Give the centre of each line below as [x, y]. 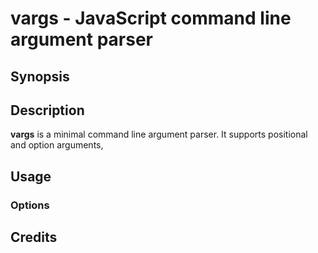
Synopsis [40, 76]
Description [47, 110]
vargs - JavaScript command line [151, 18]
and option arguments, [57, 145]
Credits [34, 237]
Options [30, 205]
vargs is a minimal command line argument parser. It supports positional [159, 134]
